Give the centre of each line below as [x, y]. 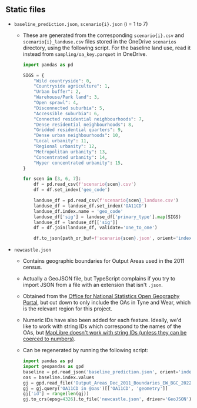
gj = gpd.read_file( [48, 383]
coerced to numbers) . [49, 339]
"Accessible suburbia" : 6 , [67, 113]
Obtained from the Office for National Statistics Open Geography [101, 296]
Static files [26, 10]
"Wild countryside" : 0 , [63, 81]
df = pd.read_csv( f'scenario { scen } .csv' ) [85, 185]
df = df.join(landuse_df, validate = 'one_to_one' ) [96, 228]
